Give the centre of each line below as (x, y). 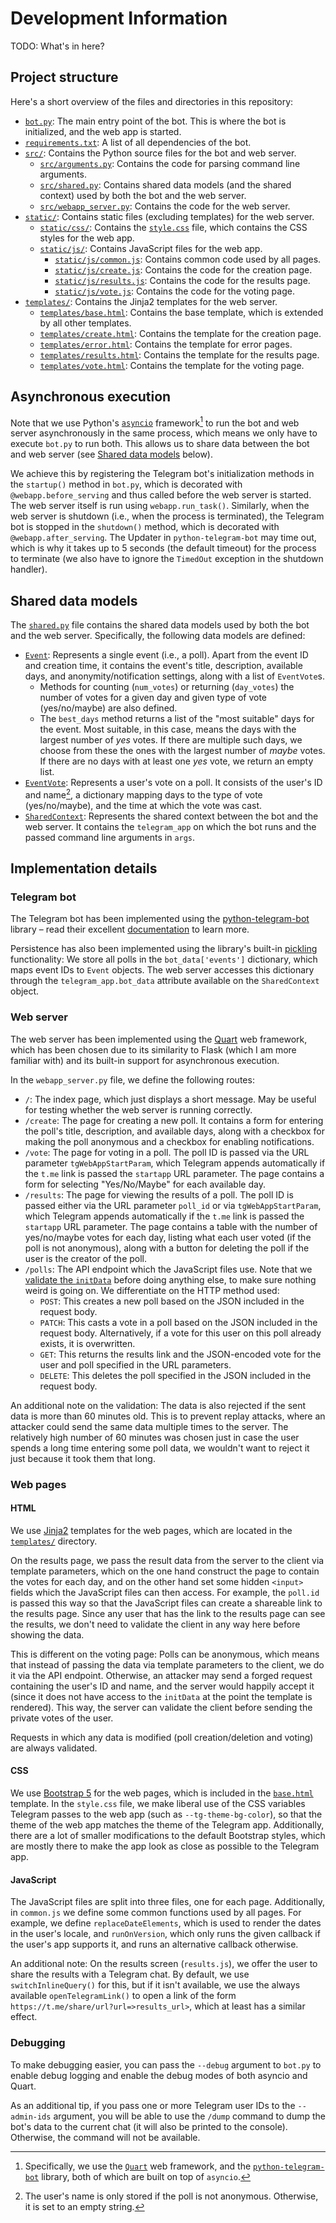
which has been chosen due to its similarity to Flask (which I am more (153, 1049)
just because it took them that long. (83, 1458)
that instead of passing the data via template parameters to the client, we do (167, 1664)
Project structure (64, 77)
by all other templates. (85, 323)
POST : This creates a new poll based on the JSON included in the (172, 1301)
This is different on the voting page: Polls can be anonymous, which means (165, 1654)
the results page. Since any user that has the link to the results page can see (168, 1613)
